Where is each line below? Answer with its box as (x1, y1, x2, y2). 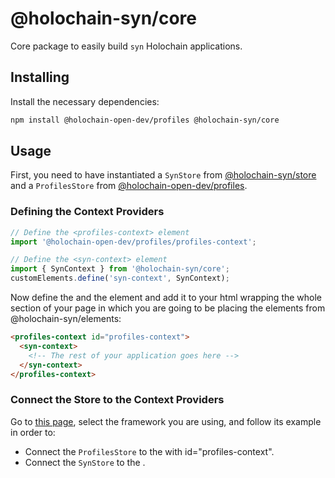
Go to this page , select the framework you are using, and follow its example (10, 415, 322, 427)
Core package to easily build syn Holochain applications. (10, 40, 243, 52)
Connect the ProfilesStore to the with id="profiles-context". (24, 445, 275, 457)
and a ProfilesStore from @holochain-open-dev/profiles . (10, 180, 248, 192)
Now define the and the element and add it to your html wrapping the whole (10, 292, 323, 304)
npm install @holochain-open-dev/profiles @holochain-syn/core (10, 115, 280, 125)
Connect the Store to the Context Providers (10, 393, 225, 407)
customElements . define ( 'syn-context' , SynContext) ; (10, 273, 230, 284)
